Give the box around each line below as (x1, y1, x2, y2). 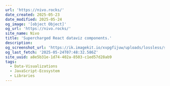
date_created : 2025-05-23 (5, 12, 60, 17)
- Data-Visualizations (10, 64, 58, 69)
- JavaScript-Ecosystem (10, 69, 60, 74)
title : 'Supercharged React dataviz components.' (5, 36, 112, 41)
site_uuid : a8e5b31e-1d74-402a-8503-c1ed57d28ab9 (5, 54, 112, 60)
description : (5, 40, 33, 46)
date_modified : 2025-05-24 (5, 17, 62, 22)
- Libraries (10, 73, 35, 78)
